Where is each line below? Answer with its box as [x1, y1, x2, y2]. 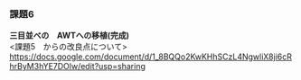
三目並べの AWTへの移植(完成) [9, 30, 129, 41]
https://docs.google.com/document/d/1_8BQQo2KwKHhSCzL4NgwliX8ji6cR [9, 51, 292, 62]
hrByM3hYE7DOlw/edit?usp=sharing [9, 61, 146, 72]
